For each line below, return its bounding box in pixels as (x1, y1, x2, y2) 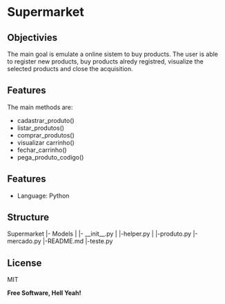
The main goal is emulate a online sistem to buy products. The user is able (7, 50, 219, 58)
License (7, 257, 42, 269)
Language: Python (17, 191, 70, 200)
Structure (7, 211, 50, 223)
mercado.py (7, 237, 41, 245)
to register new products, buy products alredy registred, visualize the (7, 57, 204, 66)
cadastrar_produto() (17, 116, 75, 124)
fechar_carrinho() (17, 146, 67, 154)
